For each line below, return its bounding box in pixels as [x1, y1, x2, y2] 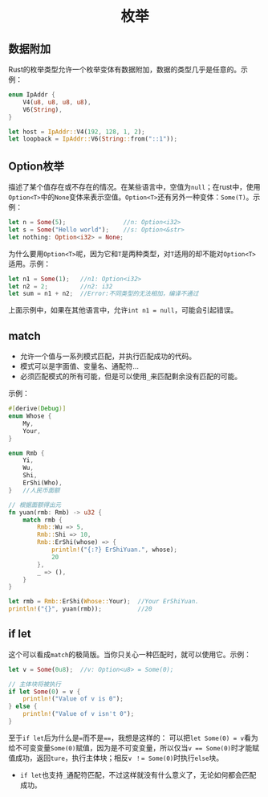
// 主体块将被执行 [8, 680, 62, 688]
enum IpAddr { [8, 91, 56, 99]
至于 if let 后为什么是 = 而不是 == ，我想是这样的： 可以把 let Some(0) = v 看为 [8, 733, 258, 742]
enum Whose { [8, 412, 52, 420]
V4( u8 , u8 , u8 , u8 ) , [22, 98, 91, 106]
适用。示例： [8, 259, 51, 268]
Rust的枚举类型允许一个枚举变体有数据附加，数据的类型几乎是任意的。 [8, 65, 242, 74]
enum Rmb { [8, 449, 45, 457]
